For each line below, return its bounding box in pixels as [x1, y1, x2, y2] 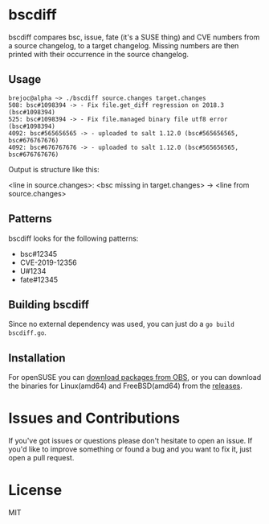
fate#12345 [19, 274, 59, 284]
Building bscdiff [8, 298, 90, 312]
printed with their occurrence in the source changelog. [8, 49, 190, 59]
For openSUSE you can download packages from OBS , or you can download [8, 373, 262, 382]
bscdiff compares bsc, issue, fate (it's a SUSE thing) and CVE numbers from [8, 32, 260, 42]
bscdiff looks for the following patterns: [8, 233, 139, 243]
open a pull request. [8, 453, 75, 463]
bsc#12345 [19, 249, 58, 258]
